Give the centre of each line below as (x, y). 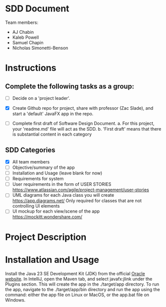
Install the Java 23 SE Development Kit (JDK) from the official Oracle (75, 273)
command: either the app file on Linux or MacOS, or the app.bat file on (77, 295)
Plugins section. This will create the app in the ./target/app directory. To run (82, 284)
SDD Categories (30, 150)
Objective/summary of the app (44, 167)
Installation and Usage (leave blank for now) (57, 173)
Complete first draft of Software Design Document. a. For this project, (83, 123)
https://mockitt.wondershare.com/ (47, 217)
